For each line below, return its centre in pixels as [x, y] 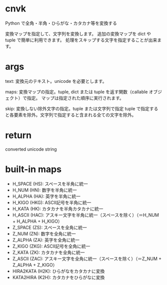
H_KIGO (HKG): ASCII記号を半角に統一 [52, 202]
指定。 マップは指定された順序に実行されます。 [75, 98]
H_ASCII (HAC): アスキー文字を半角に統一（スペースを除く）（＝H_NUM [86, 215]
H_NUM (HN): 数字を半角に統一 [45, 190]
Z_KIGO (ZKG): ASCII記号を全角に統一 [51, 246]
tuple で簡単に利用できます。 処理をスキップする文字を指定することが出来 [81, 40]
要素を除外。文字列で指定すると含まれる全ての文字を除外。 [75, 115]
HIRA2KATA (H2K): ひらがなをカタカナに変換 [59, 271]
